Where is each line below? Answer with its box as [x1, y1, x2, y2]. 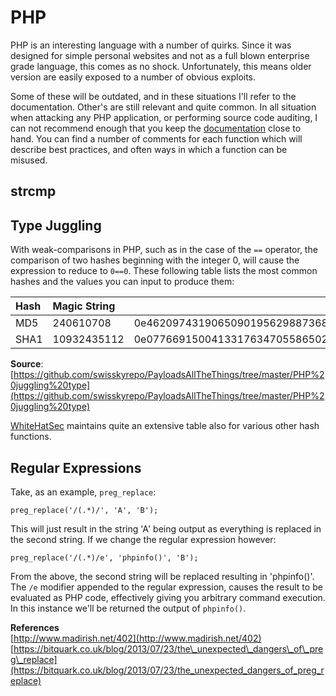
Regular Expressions [10, 459, 142, 476]
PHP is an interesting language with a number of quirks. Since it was [10, 39, 292, 51]
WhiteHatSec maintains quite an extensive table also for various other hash [10, 420, 320, 432]
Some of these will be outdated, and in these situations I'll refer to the [10, 90, 297, 102]
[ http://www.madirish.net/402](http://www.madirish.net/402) [10, 632, 262, 644]
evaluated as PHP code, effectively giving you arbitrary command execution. [10, 591, 326, 603]
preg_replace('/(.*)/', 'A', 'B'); [10, 505, 159, 515]
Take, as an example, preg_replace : [10, 486, 157, 498]
